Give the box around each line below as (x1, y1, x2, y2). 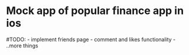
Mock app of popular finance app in (6, 4, 184, 18)
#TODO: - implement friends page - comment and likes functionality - (6, 36, 176, 43)
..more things (6, 42, 38, 49)
